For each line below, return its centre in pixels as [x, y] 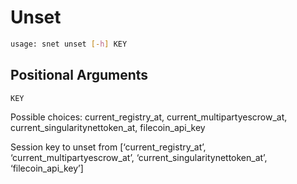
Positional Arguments [79, 75]
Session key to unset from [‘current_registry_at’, [108, 147]
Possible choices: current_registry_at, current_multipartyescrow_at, [149, 117]
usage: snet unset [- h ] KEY [69, 44]
